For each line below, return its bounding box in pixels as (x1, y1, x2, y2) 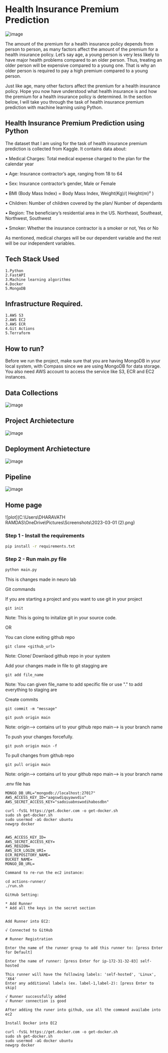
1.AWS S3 (5, 313, 24, 318)
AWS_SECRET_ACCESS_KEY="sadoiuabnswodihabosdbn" (5, 799, 109, 804)
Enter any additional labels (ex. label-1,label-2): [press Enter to (5, 981, 154, 986)
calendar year (5, 161, 34, 167)
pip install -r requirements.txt (5, 543, 75, 549)
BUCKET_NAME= (5, 857, 33, 862)
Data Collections (5, 388, 59, 397)
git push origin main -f (5, 743, 57, 749)
